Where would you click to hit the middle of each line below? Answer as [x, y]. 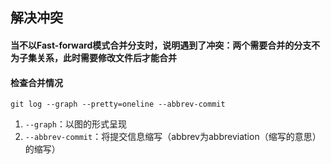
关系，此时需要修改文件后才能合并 [106, 57]
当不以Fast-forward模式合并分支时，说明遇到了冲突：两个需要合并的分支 [161, 45]
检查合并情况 [36, 82]
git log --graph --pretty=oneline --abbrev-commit [118, 104]
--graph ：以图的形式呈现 [75, 124]
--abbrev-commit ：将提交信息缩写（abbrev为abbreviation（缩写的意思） [173, 137]
